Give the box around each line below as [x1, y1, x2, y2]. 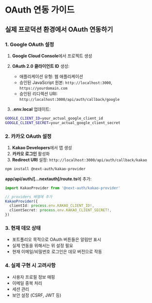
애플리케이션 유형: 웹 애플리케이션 [19, 73, 84, 79]
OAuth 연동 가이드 [5, 4, 75, 16]
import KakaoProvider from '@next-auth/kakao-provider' [5, 185, 120, 191]
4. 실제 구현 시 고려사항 [5, 262, 56, 269]
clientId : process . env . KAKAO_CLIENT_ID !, [9, 203, 95, 208]
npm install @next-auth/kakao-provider [5, 166, 86, 171]
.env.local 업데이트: [12, 106, 51, 112]
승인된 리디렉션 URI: [19, 91, 58, 96]
